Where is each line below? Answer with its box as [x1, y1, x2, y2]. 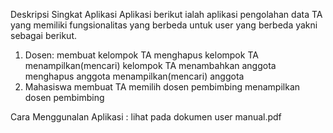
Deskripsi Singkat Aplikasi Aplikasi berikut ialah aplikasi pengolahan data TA [10, 9, 323, 20]
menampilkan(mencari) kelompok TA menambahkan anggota [24, 60, 277, 71]
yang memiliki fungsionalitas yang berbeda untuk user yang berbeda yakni [10, 19, 318, 31]
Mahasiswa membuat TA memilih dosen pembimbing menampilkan [24, 81, 301, 93]
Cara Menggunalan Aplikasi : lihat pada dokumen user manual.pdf [10, 111, 282, 123]
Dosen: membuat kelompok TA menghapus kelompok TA [24, 49, 259, 61]
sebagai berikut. [10, 30, 78, 41]
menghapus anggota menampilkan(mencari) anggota [24, 70, 245, 82]
